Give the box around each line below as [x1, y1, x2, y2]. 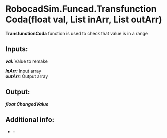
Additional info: [5, 115, 55, 124]
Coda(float [5, 14, 51, 25]
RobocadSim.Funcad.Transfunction [5, 3, 157, 15]
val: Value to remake [5, 58, 48, 64]
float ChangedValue [5, 101, 49, 107]
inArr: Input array [5, 68, 42, 74]
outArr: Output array [5, 73, 48, 79]
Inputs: [5, 45, 28, 53]
